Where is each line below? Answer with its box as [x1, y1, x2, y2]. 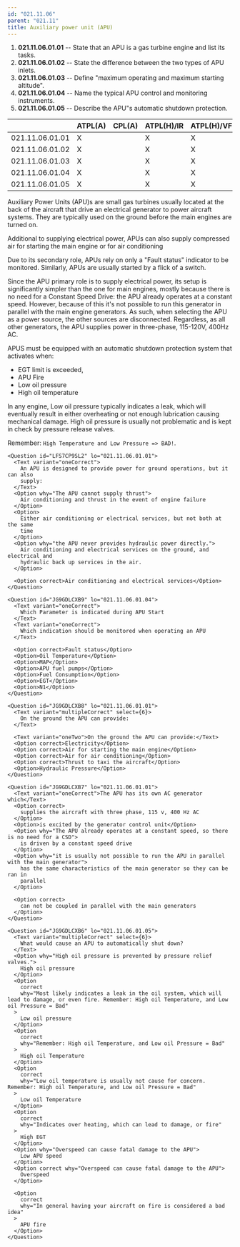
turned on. [7, 221, 38, 229]
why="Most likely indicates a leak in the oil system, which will [20, 990, 222, 997]
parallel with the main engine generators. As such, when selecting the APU [7, 308, 227, 316]
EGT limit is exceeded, [17, 366, 84, 374]
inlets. [17, 66, 36, 75]
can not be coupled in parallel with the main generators [20, 903, 196, 910]
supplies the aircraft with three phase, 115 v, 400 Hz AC [20, 808, 200, 816]
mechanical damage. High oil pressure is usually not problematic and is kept [7, 417, 232, 426]
